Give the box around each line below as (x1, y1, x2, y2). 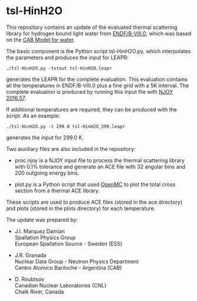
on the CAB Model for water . (6, 36, 75, 43)
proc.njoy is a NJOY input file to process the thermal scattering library (14, 156, 185, 163)
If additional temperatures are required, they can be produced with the (6, 106, 178, 113)
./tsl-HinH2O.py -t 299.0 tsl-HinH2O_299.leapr (6, 123, 126, 129)
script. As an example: (6, 112, 61, 119)
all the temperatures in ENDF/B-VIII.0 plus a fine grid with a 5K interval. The (6, 81, 189, 89)
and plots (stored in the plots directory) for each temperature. (6, 205, 156, 212)
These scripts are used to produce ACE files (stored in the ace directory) (6, 198, 183, 205)
